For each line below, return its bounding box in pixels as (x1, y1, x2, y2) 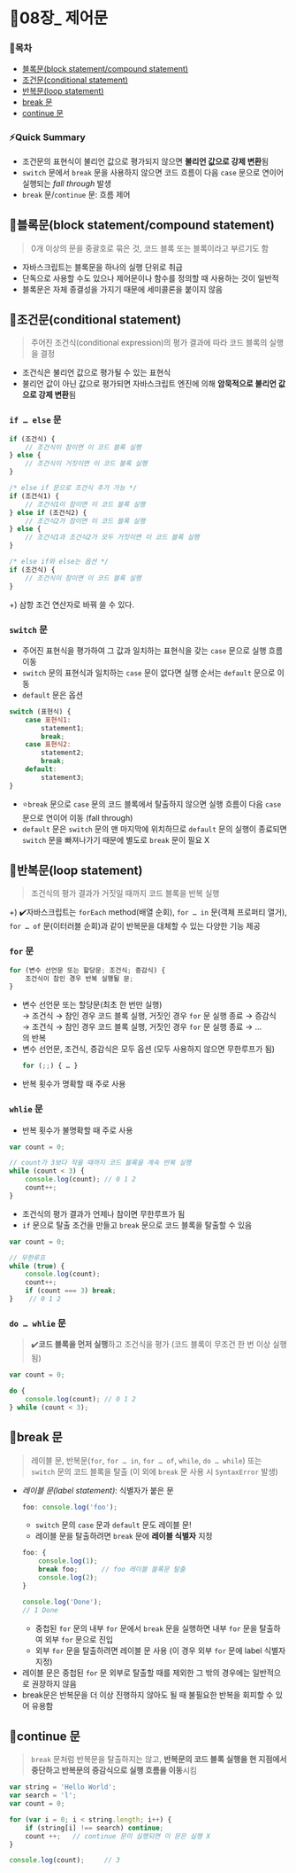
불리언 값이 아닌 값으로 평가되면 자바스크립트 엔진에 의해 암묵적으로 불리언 (21, 379, 277, 389)
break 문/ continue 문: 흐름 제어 (21, 189, 131, 199)
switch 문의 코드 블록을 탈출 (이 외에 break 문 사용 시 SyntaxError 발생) (30, 1466, 278, 1477)
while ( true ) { (9, 1261, 65, 1270)
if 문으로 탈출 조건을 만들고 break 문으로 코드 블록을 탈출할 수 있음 (21, 1220, 253, 1230)
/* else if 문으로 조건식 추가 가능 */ (9, 484, 138, 493)
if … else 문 (9, 414, 62, 426)
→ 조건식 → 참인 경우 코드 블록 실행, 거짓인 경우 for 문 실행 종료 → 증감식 (21, 1011, 277, 1021)
